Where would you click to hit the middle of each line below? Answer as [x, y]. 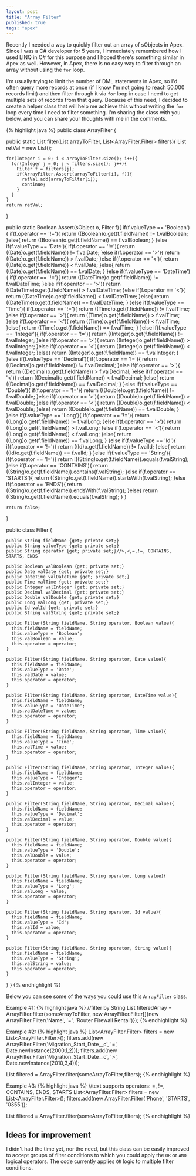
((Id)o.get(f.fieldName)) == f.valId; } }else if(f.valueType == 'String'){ [89, 453]
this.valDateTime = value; [44, 711]
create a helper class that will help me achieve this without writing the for [95, 106]
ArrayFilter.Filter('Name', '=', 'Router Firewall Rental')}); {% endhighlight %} [97, 1020]
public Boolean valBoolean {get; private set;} [65, 566]
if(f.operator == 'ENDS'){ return [44, 485]
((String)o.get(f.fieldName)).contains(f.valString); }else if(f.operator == [91, 472]
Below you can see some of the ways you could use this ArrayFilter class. [97, 996]
